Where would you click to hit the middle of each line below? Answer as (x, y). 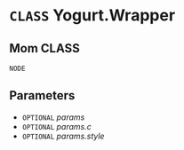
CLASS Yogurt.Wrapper (92, 16)
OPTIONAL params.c (56, 126)
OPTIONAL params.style (63, 136)
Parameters (42, 95)
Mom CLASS (44, 48)
